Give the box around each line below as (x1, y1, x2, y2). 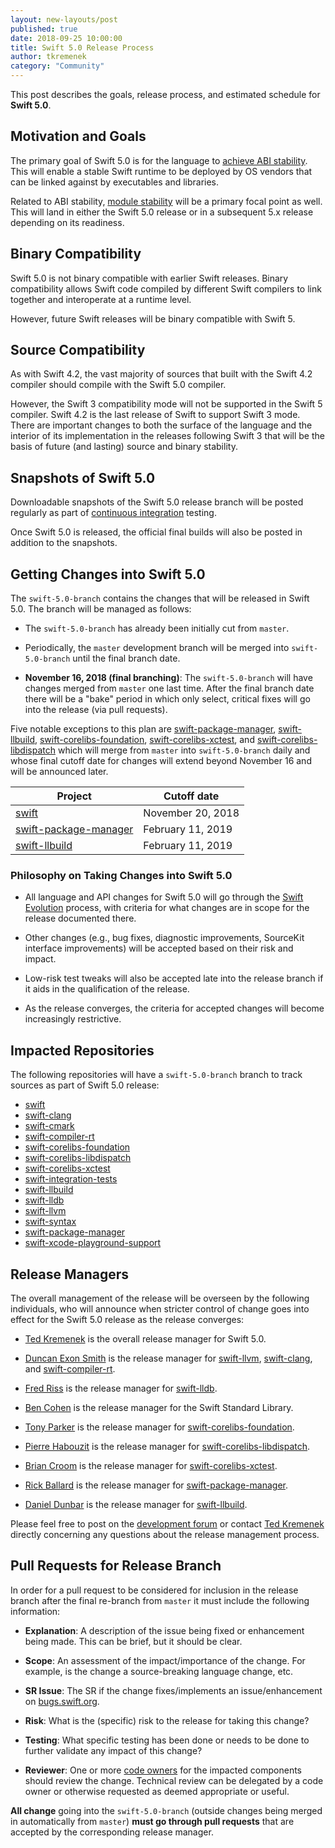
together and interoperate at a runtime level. (10, 293, 192, 305)
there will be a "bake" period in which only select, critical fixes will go (24, 693, 311, 705)
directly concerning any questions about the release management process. (10, 1528, 320, 1540)
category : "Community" (10, 61, 105, 71)
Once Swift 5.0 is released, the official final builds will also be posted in (10, 526, 303, 538)
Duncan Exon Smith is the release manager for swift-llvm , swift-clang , (24, 1352, 313, 1364)
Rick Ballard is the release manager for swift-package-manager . (24, 1479, 288, 1491)
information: (10, 1605, 61, 1617)
